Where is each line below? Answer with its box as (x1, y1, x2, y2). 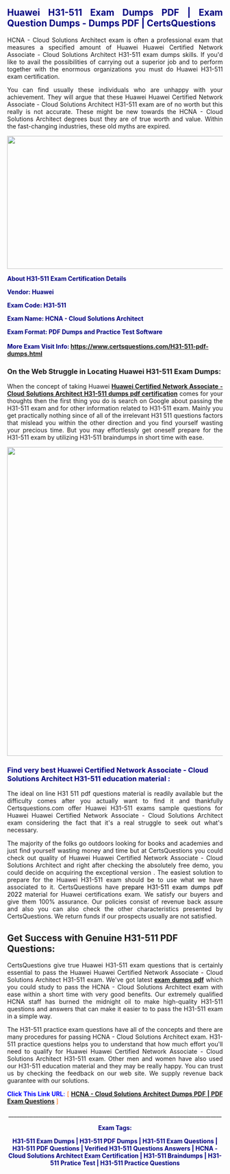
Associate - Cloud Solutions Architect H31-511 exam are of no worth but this (7, 100, 223, 108)
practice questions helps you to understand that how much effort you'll (17, 1040, 223, 1048)
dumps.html (7, 349, 43, 358)
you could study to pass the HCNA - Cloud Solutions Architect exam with (7, 983, 223, 991)
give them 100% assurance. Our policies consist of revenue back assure (7, 897, 223, 906)
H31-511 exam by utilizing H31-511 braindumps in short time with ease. (7, 433, 205, 441)
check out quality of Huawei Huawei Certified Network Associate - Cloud (7, 854, 223, 862)
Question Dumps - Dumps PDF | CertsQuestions (7, 18, 216, 30)
